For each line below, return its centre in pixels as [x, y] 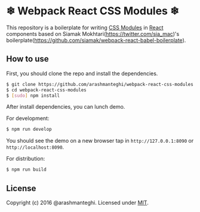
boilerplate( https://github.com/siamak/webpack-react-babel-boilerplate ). [96, 40]
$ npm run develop [29, 130]
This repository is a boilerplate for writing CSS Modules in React [85, 27]
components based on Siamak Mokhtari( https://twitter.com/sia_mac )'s [93, 33]
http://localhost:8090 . [35, 147]
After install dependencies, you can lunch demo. [66, 107]
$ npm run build [26, 170]
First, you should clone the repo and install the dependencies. [82, 73]
